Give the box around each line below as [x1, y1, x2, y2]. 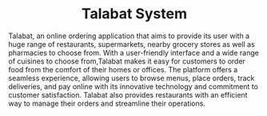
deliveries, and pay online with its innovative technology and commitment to [8, 81, 258, 91]
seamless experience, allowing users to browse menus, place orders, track [8, 73, 255, 83]
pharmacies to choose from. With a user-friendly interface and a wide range [8, 48, 260, 57]
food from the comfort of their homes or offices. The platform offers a [8, 64, 238, 74]
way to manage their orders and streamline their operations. [8, 99, 206, 108]
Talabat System [81, 5, 188, 23]
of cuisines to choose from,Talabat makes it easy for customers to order [8, 56, 246, 66]
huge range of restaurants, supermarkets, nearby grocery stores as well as [8, 39, 256, 48]
